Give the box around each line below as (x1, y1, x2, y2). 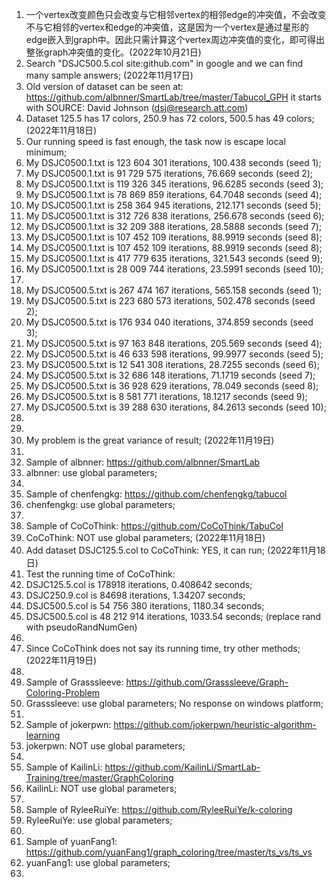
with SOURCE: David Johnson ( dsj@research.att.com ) (25, 102, 249, 113)
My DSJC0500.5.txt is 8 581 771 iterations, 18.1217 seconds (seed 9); (25, 391, 308, 402)
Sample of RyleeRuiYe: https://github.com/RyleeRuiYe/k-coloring (25, 804, 293, 815)
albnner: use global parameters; (25, 467, 158, 478)
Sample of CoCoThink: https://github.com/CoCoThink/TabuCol (25, 520, 284, 532)
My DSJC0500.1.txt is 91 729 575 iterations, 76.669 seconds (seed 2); (25, 168, 314, 179)
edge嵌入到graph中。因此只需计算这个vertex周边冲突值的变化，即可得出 (25, 34, 326, 45)
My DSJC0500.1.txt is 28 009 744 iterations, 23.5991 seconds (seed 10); (25, 263, 324, 275)
